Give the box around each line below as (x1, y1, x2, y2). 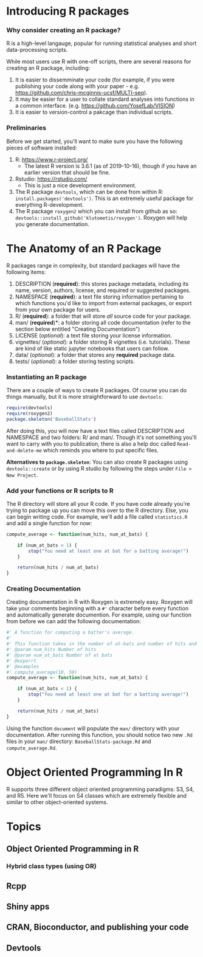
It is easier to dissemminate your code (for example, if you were (15, 76, 175, 83)
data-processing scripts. (6, 46, 68, 54)
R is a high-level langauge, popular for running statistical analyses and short (6, 40, 197, 47)
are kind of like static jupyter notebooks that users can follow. (15, 345, 170, 352)
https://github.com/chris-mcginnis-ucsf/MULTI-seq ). (15, 89, 148, 97)
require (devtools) (6, 405, 53, 411)
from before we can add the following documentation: (6, 618, 142, 625)
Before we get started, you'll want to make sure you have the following (6, 137, 183, 145)
